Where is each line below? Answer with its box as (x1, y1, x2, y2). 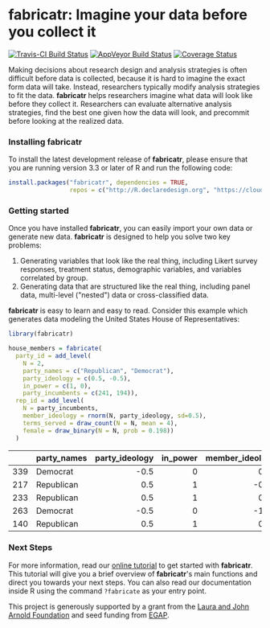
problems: (8, 240, 42, 250)
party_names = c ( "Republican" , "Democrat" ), (22, 367, 174, 375)
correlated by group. (19, 273, 88, 283)
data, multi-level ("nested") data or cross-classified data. (19, 290, 209, 300)
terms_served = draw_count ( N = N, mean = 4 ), (22, 419, 178, 427)
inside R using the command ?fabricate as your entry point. (8, 585, 207, 596)
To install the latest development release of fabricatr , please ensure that (8, 154, 248, 164)
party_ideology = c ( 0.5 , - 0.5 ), (22, 374, 131, 383)
